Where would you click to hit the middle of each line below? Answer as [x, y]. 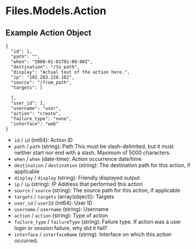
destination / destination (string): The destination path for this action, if [102, 165]
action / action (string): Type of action [61, 215]
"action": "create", [36, 114]
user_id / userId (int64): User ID [53, 203]
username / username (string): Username [61, 209]
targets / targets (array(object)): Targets [64, 197]
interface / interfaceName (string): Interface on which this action [93, 234]
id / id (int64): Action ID [43, 140]
